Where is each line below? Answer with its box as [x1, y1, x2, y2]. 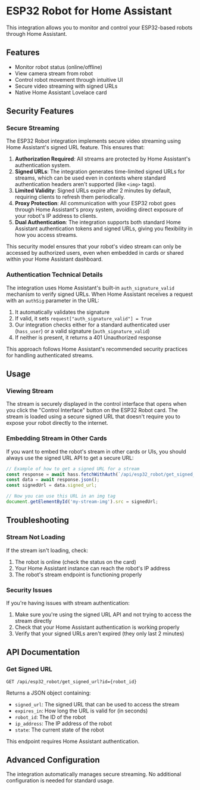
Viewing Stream [6, 387, 54, 395]
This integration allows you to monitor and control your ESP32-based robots [6, 24, 193, 31]
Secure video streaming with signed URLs [14, 82, 118, 90]
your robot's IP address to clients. [14, 212, 98, 220]
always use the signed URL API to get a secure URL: [6, 454, 134, 461]
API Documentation [6, 647, 80, 658]
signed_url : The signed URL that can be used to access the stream [14, 700, 180, 708]
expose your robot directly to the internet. [6, 419, 108, 427]
